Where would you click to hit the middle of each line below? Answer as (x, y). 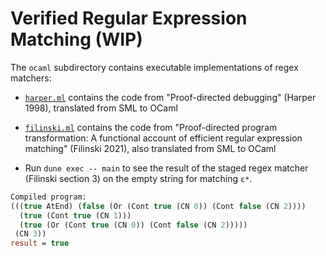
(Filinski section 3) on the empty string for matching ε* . (138, 178)
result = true (40, 243)
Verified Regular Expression (129, 18)
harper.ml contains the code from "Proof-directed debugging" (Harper (170, 97)
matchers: (31, 78)
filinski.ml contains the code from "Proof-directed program (151, 127)
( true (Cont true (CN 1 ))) (75, 215)
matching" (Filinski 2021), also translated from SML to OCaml (150, 148)
